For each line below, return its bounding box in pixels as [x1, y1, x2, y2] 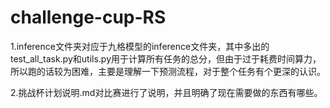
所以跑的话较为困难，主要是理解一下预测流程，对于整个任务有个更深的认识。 [10, 65, 326, 77]
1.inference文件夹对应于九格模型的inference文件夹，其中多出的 [10, 40, 270, 52]
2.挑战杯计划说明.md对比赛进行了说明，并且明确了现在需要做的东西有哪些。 [10, 86, 323, 98]
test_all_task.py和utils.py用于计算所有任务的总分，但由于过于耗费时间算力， [10, 52, 322, 65]
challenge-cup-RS [10, 6, 167, 29]
